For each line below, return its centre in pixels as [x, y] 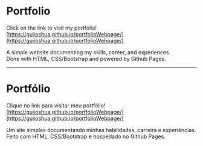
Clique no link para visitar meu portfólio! [56, 105]
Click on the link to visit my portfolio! [52, 28]
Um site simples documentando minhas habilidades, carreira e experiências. [101, 130]
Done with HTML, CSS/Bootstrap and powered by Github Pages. [86, 59]
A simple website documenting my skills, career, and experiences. [89, 52]
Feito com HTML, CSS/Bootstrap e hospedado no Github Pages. [86, 136]
